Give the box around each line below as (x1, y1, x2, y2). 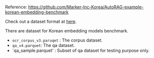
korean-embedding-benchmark (5, 9, 69, 15)
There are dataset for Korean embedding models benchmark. (5, 28, 129, 33)
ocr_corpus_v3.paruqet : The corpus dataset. (12, 37, 103, 43)
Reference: (5, 4, 27, 10)
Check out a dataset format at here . (5, 19, 77, 24)
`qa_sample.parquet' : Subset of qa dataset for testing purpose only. (12, 48, 150, 53)
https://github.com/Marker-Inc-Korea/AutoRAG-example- (28, 4, 144, 10)
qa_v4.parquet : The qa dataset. (12, 43, 75, 48)
